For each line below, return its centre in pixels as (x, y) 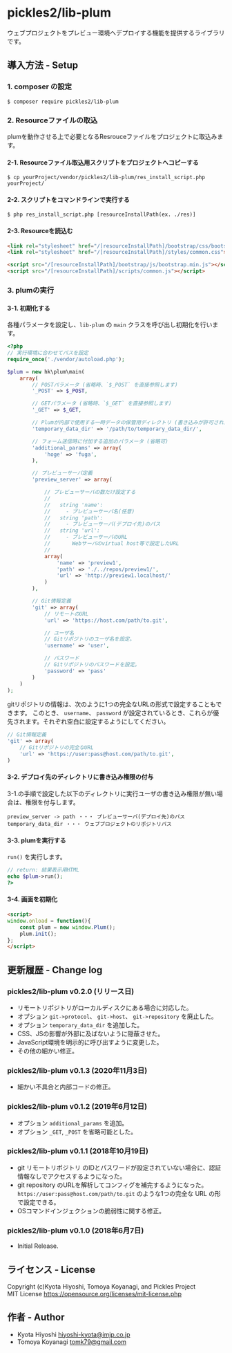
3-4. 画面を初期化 (32, 899)
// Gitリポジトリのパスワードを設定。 (92, 665)
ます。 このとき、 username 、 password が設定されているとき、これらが (113, 713)
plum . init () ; (38, 934)
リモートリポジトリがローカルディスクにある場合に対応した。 (105, 1007)
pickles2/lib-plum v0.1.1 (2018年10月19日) (78, 1151)
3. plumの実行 (30, 290)
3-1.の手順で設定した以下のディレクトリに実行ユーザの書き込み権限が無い (112, 793)
